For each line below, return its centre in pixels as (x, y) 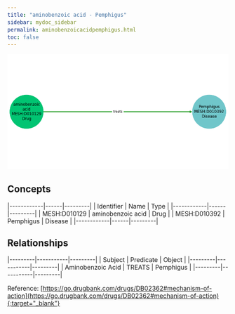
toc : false (23, 37)
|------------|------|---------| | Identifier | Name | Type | (88, 206)
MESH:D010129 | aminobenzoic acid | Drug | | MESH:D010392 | (133, 214)
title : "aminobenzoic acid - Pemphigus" (67, 15)
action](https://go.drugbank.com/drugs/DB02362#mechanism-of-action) (113, 296)
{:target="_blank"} (34, 303)
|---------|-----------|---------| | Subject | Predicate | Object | (97, 260)
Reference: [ (25, 289)
